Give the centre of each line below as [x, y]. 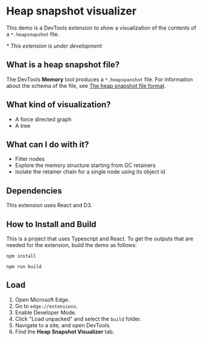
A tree [23, 125]
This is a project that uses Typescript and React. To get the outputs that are [100, 239]
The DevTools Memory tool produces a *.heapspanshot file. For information [99, 79]
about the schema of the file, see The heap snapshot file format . [86, 86]
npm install [21, 256]
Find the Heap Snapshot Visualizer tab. [65, 331]
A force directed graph [43, 119]
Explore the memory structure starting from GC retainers [85, 165]
